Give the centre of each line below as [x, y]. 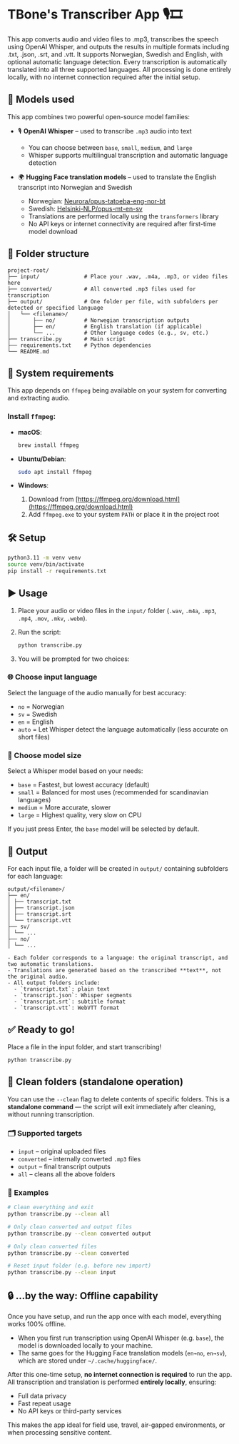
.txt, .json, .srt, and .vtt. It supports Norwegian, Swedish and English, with [115, 54]
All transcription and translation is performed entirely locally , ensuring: [112, 1382]
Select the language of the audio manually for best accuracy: [97, 692]
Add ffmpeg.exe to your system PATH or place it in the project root [124, 515]
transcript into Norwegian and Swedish [75, 187]
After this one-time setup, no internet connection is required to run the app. [120, 1374]
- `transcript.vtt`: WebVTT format [67, 1008]
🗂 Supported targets [45, 1133]
